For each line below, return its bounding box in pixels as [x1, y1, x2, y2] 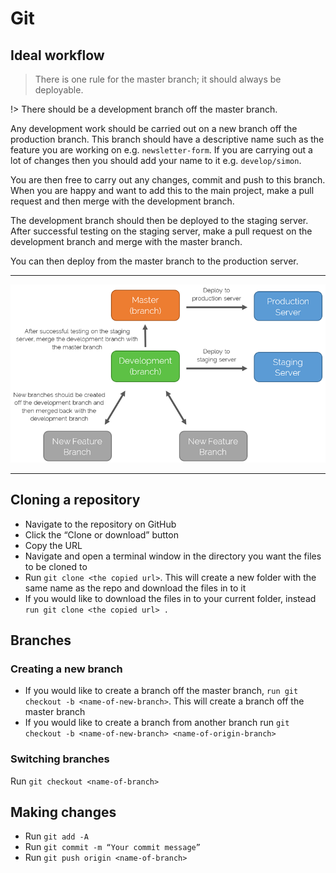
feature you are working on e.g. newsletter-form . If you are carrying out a [10, 144, 313, 156]
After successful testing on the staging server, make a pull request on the [10, 225, 313, 237]
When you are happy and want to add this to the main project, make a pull [10, 185, 315, 196]
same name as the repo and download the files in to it [24, 582, 247, 594]
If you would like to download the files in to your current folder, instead [24, 592, 317, 604]
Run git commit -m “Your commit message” [24, 841, 201, 853]
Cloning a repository [10, 492, 141, 509]
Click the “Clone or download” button [24, 528, 179, 541]
